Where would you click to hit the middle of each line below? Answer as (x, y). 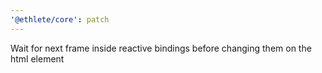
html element (37, 58)
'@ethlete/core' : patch (60, 19)
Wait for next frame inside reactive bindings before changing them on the (161, 48)
